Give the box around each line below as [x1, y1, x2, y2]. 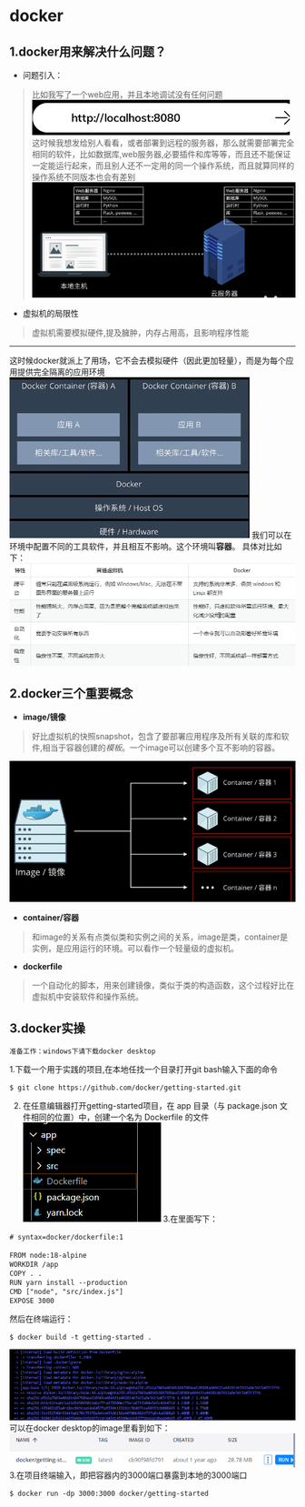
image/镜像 [22, 711, 66, 723]
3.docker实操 [9, 1020, 86, 1036]
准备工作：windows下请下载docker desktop [9, 1047, 156, 1056]
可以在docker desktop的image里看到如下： [9, 1422, 171, 1433]
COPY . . [9, 1269, 43, 1278]
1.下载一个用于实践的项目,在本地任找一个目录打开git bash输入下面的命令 [9, 1063, 279, 1074]
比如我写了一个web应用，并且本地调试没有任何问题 [31, 89, 223, 100]
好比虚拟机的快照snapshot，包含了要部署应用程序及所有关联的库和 [31, 731, 281, 742]
